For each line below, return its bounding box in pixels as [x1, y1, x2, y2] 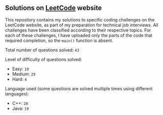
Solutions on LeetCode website [5, 4, 102, 12]
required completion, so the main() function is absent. [5, 38, 114, 43]
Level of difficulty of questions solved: [5, 56, 82, 62]
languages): [5, 91, 29, 96]
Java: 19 [12, 105, 29, 111]
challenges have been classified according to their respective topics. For [5, 27, 151, 33]
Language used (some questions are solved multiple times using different [5, 85, 153, 92]
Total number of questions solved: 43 [5, 47, 80, 53]
